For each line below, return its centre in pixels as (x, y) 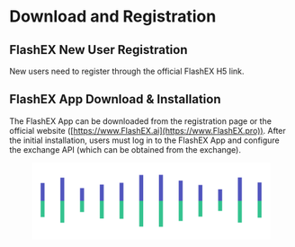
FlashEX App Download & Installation (115, 99)
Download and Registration (113, 17)
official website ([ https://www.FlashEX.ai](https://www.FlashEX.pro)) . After (147, 130)
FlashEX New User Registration (98, 50)
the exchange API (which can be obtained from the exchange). (125, 149)
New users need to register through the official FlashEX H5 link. (127, 71)
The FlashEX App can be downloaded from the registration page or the (141, 121)
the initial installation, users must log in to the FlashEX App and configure (145, 140)
